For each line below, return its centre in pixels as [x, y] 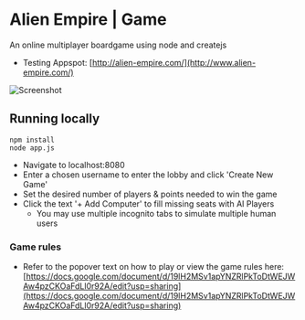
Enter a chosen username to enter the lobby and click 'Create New [148, 175]
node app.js [32, 148]
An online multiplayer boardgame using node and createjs [118, 45]
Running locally [55, 119]
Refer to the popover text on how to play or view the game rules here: [153, 267]
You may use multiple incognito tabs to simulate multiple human [156, 213]
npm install [32, 140]
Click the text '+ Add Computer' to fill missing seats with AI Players [148, 203]
